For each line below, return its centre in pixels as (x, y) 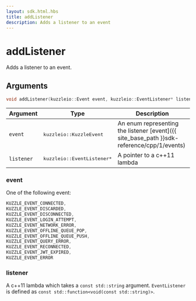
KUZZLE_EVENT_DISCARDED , (36, 209)
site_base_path (138, 138)
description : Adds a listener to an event (58, 22)
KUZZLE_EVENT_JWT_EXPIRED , (39, 252)
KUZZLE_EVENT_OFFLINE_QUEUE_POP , (47, 231)
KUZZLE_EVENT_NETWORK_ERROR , (41, 225)
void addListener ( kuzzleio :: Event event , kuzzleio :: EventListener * (90, 99)
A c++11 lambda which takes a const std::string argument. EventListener (96, 286)
